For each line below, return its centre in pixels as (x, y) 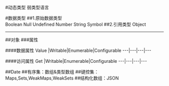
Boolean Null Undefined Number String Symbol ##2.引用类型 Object (76, 24)
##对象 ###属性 (22, 40)
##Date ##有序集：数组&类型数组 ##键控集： (52, 72)
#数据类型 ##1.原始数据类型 (34, 18)
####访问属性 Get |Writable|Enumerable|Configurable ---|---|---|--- (76, 61)
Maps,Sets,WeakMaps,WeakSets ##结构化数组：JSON (62, 78)
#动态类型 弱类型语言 (27, 7)
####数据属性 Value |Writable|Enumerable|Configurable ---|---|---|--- (78, 50)
